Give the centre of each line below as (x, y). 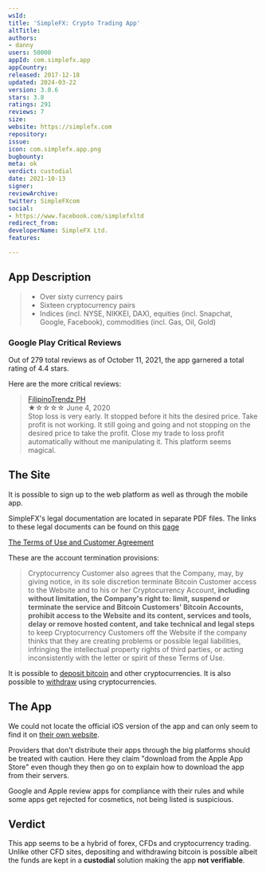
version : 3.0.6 (33, 90)
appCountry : (28, 68)
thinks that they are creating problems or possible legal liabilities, (134, 641)
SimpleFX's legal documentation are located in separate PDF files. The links (133, 518)
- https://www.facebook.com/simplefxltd (76, 216)
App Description (50, 277)
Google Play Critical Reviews (65, 342)
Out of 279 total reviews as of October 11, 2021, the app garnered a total (126, 360)
